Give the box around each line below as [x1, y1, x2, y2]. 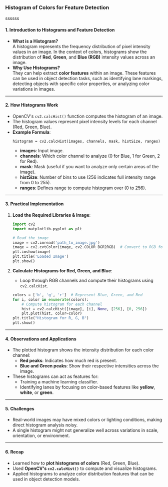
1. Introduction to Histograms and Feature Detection [5, 27, 115, 33]
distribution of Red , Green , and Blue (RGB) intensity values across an [12, 54, 155, 60]
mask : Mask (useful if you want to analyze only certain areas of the [19, 163, 159, 169]
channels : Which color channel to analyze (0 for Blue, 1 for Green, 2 [19, 153, 160, 159]
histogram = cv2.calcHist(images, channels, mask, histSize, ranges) [12, 139, 161, 144]
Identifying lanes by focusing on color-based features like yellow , [19, 384, 155, 390]
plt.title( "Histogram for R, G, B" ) [12, 316, 89, 321]
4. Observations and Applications [5, 336, 76, 342]
